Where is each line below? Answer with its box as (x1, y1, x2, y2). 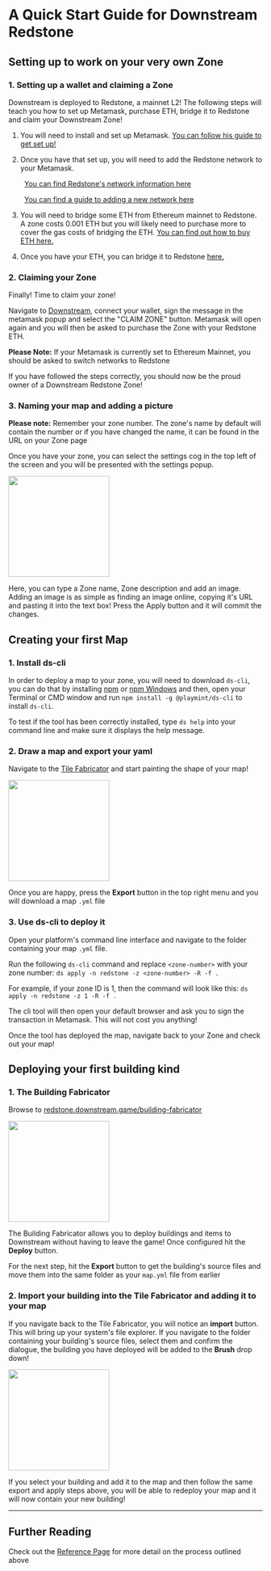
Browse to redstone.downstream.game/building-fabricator (8, 1105, 202, 1114)
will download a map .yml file (8, 896, 106, 906)
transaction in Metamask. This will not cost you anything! (8, 1014, 198, 1024)
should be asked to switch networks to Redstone (8, 356, 171, 365)
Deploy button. (8, 1246, 59, 1256)
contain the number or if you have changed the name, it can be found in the (8, 427, 260, 437)
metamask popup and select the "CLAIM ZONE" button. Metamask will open (8, 314, 261, 324)
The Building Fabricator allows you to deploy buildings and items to (8, 1228, 231, 1238)
